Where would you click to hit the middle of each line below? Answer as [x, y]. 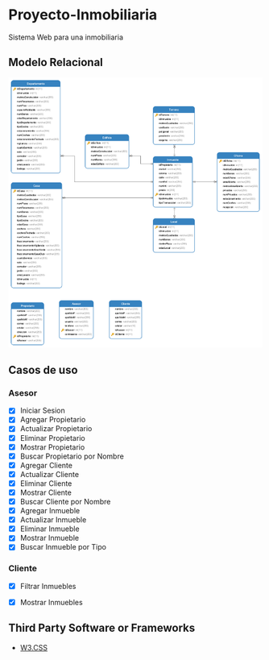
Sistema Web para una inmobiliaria [66, 37]
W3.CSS [34, 647]
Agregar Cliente [46, 465]
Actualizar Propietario [56, 429]
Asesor [23, 392]
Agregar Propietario [53, 420]
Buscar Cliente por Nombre [65, 501]
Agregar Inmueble [50, 511]
